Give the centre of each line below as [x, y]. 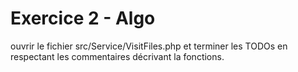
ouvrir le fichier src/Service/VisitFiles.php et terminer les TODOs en [149, 46]
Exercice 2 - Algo [83, 18]
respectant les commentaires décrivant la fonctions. [117, 56]
